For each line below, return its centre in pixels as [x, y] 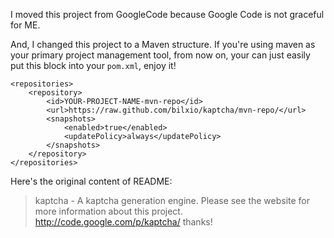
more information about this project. [108, 211]
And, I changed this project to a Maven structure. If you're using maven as [163, 44]
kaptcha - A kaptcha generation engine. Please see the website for [172, 200]
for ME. [25, 25]
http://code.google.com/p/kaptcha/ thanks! [123, 222]
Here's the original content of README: [91, 181]
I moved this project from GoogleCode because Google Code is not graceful [167, 14]
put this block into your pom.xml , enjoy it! [93, 65]
